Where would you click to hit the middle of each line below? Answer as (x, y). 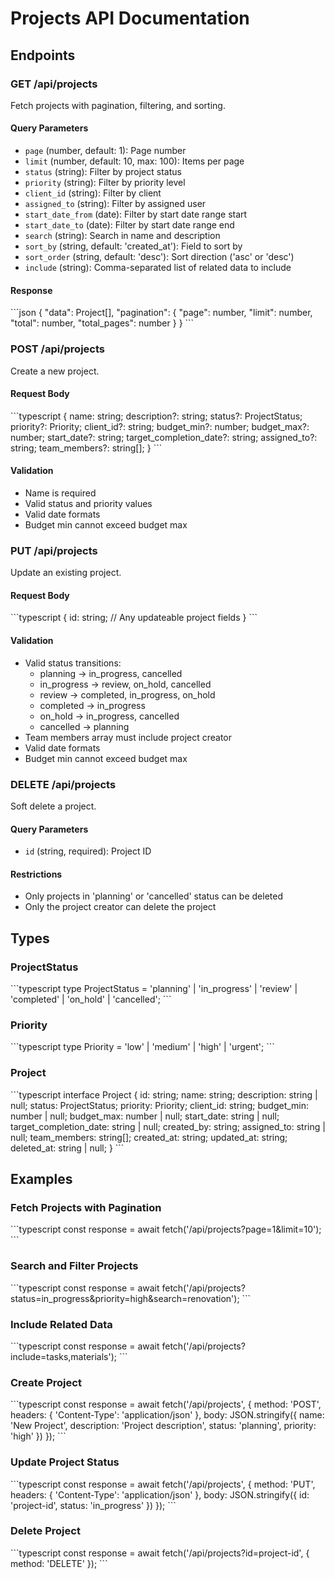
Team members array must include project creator (128, 737)
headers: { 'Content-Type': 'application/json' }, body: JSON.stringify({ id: (160, 1494)
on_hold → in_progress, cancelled (109, 716)
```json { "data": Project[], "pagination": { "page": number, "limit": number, (161, 313)
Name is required (60, 493)
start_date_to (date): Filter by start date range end (129, 225)
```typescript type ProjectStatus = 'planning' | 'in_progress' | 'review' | (154, 989)
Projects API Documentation (130, 18)
